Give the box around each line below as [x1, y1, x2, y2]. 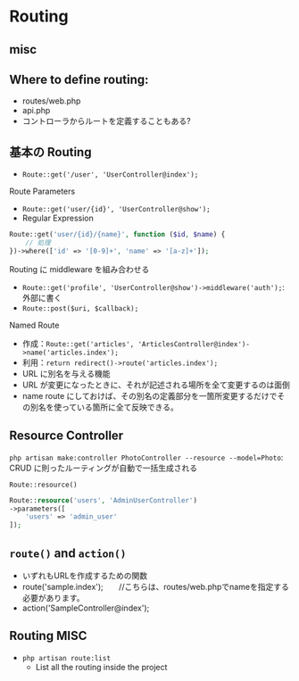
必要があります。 [21, 592, 85, 603]
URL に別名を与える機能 [21, 368, 111, 378]
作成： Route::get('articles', [21, 337, 135, 349]
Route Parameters [9, 186, 76, 197]
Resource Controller [9, 428, 124, 444]
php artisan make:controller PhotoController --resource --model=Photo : [9, 452, 284, 462]
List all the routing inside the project [35, 661, 168, 672]
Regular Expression [21, 212, 94, 224]
